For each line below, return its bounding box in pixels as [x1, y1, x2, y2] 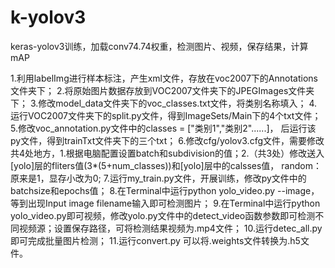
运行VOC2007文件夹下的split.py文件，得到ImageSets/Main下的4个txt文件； [10, 109, 322, 121]
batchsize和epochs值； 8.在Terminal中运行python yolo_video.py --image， [10, 184, 320, 196]
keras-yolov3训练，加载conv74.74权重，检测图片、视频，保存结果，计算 [10, 40, 309, 52]
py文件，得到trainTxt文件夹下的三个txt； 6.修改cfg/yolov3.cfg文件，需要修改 [10, 134, 325, 146]
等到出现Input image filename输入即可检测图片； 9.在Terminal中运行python [10, 197, 321, 209]
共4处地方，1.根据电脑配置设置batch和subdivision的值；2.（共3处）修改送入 [10, 147, 325, 159]
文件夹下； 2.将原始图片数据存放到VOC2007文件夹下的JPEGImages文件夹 [10, 84, 315, 96]
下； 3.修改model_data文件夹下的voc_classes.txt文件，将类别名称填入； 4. [10, 97, 318, 109]
